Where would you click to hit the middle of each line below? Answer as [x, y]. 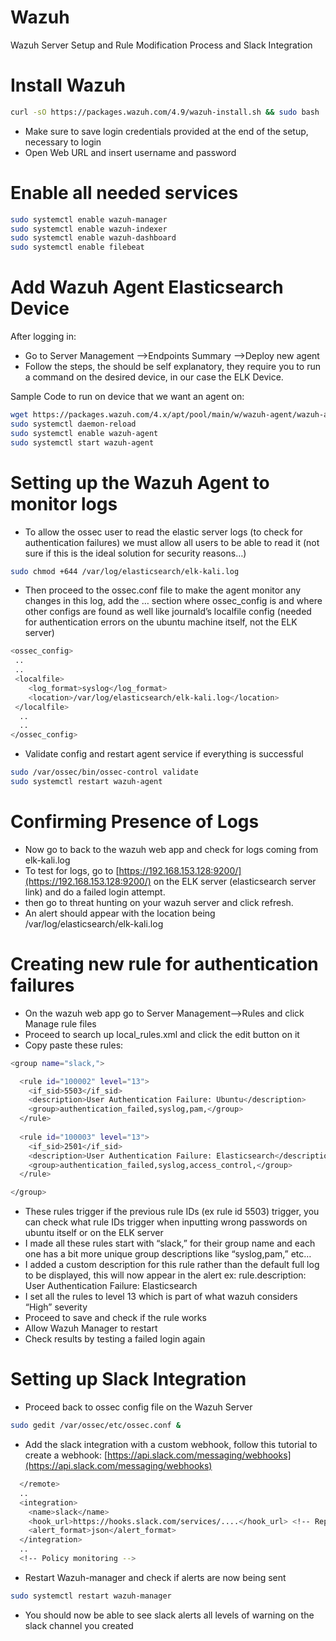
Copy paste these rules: [74, 1045]
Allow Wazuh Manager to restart [91, 1328]
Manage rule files [60, 1023]
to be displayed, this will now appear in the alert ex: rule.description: [165, 1275]
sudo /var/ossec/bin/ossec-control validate [104, 772]
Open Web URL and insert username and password [130, 152]
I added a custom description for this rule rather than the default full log [172, 1265]
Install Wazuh [68, 85]
